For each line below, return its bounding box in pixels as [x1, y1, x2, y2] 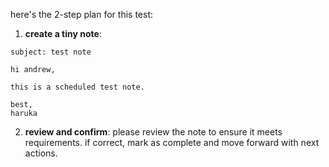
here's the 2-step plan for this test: [10, 9, 153, 20]
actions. [24, 147, 58, 159]
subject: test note [10, 47, 92, 57]
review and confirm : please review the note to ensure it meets [24, 126, 283, 138]
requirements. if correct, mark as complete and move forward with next [24, 137, 320, 148]
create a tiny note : [24, 28, 102, 39]
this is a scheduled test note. [10, 82, 145, 92]
